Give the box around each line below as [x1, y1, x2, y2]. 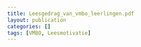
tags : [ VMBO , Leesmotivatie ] [7, 29, 91, 37]
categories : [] [7, 23, 51, 30]
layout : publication [7, 17, 67, 23]
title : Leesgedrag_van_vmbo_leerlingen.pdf [7, 10, 135, 17]
